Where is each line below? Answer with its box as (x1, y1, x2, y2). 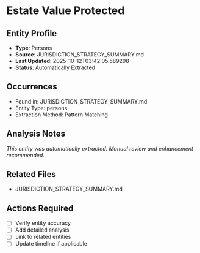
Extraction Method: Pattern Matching (15, 111, 109, 118)
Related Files (6, 169, 57, 179)
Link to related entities (15, 233, 71, 241)
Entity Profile (6, 28, 57, 39)
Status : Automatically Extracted (15, 64, 96, 71)
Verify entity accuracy (15, 219, 71, 227)
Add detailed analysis (15, 226, 70, 233)
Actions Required (6, 203, 74, 213)
